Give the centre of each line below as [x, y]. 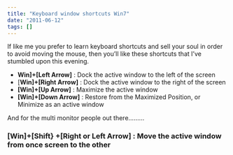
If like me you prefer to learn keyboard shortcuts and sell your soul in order [115, 47]
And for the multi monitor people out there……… [76, 118]
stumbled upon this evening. [48, 61]
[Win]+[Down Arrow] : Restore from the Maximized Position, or [109, 97]
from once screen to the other [59, 145]
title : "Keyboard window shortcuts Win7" [69, 14]
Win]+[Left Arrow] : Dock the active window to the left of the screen [116, 75]
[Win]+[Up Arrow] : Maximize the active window [88, 90]
